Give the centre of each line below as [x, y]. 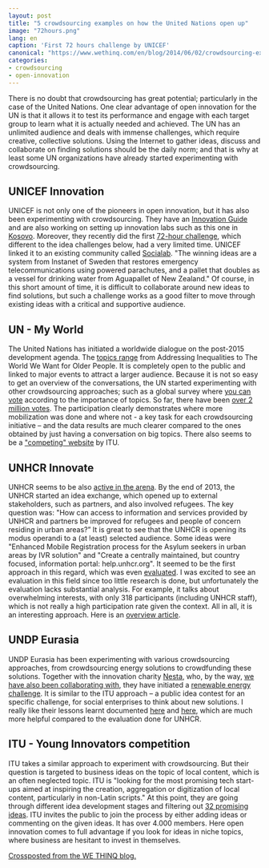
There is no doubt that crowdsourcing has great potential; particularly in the [133, 98]
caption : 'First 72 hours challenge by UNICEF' [89, 46]
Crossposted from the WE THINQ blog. [72, 855]
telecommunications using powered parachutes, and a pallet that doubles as [134, 270]
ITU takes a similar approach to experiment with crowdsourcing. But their [129, 763]
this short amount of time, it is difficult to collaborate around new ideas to [129, 287]
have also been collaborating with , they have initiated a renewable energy [130, 684]
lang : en [23, 38]
